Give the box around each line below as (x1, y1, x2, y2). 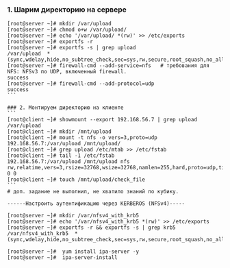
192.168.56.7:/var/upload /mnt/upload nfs (7, 158, 130, 165)
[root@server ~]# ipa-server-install (7, 254, 118, 261)
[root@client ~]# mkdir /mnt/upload (7, 128, 112, 135)
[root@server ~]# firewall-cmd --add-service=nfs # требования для (7, 62, 210, 69)
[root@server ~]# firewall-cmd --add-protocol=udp (7, 80, 155, 87)
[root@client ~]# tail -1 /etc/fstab (7, 152, 115, 159)
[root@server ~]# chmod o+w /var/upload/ (7, 26, 127, 34)
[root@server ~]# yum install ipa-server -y (7, 248, 139, 255)
